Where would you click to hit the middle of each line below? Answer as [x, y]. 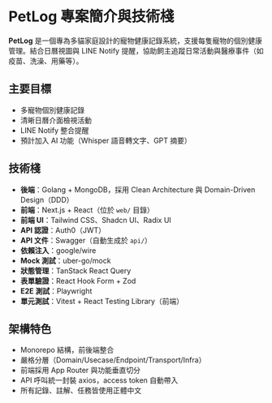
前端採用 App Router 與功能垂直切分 [80, 371]
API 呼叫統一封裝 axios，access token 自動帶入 [99, 380]
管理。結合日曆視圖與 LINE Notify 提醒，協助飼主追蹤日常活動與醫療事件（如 [136, 50]
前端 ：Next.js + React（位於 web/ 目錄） [87, 210]
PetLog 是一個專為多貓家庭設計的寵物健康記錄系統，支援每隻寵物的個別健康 [135, 41]
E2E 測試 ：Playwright [56, 291]
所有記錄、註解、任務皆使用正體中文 [81, 391]
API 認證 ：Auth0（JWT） [63, 230]
